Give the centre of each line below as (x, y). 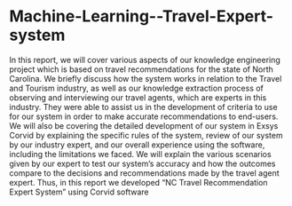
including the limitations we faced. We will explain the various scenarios (141, 154)
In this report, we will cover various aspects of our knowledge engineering (145, 59)
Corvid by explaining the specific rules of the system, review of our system (146, 135)
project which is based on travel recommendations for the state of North (141, 69)
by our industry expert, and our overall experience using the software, (137, 145)
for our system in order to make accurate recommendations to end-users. (144, 116)
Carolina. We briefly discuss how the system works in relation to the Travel (146, 78)
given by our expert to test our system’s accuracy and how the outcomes (143, 163)
